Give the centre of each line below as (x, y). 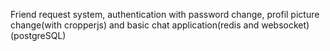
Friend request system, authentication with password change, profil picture (165, 14)
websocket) (285, 25)
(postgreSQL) (38, 35)
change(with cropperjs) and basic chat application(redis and (135, 25)
